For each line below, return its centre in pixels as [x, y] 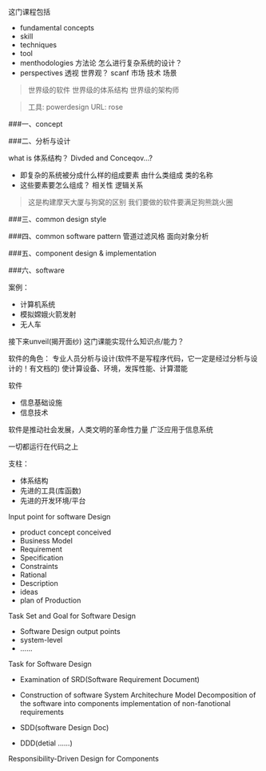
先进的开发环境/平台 [53, 501]
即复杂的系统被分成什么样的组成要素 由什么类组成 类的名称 [116, 175]
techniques [38, 45]
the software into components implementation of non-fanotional [125, 703]
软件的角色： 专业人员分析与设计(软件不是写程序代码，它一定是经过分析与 [130, 358]
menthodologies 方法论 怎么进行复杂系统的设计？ [101, 63]
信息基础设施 [41, 402]
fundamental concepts [57, 28]
